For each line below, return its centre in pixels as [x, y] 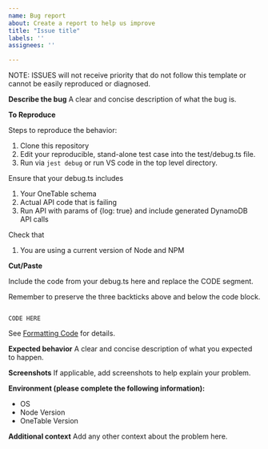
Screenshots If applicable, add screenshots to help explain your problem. [130, 373]
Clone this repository [54, 146]
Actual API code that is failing [68, 202]
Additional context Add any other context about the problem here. [118, 436]
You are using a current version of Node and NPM [102, 251]
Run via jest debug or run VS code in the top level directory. [118, 163]
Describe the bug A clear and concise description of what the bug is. [122, 99]
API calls [34, 219]
